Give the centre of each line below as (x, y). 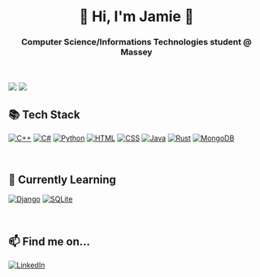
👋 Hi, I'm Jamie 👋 (136, 17)
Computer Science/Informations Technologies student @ (136, 42)
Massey (136, 52)
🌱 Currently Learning (62, 179)
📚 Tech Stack (44, 114)
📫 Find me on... (50, 242)
